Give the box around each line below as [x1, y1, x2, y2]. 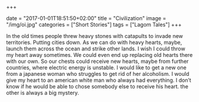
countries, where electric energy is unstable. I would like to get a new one [6, 64, 187, 71]
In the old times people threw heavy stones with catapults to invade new [6, 33, 183, 39]
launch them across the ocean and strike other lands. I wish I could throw [6, 45, 185, 52]
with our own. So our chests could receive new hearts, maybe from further [6, 58, 189, 65]
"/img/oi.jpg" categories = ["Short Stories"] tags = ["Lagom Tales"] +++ [6, 21, 182, 28]
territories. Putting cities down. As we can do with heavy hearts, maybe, [6, 39, 182, 46]
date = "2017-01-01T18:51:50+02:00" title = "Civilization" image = [6, 15, 166, 21]
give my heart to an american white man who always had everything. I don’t [6, 76, 191, 84]
